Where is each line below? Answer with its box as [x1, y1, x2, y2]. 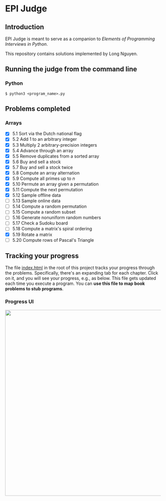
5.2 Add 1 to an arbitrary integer [12, 136, 78, 142]
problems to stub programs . [5, 286, 64, 292]
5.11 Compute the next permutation [12, 187, 83, 192]
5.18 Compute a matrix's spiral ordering [12, 226, 92, 232]
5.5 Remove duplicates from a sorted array [12, 153, 100, 159]
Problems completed [5, 105, 71, 113]
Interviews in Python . [5, 41, 48, 47]
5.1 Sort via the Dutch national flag [12, 131, 82, 137]
